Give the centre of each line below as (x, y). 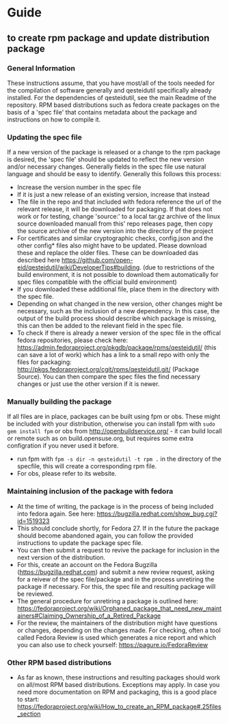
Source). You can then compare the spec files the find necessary (108, 377)
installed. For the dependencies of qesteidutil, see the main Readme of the (112, 97)
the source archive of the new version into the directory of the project (115, 231)
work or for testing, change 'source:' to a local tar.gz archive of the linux (119, 217)
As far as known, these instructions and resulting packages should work (119, 677)
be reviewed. (35, 594)
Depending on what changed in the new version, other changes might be (120, 304)
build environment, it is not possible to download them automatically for (118, 275)
